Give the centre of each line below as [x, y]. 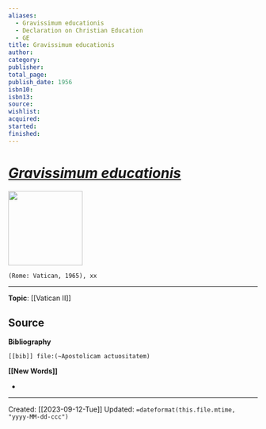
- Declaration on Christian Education [80, 30]
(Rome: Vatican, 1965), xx [53, 276]
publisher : [26, 68]
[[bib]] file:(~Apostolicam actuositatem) [79, 357]
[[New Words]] [33, 371]
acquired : [25, 119]
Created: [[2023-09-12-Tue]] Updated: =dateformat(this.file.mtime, [122, 409]
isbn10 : [21, 89]
